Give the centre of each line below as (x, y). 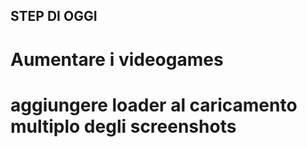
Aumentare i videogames (117, 59)
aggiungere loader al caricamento (154, 105)
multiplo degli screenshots (123, 126)
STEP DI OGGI (54, 16)
